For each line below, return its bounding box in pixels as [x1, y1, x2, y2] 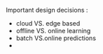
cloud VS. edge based [15, 19, 81, 27]
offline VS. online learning [15, 27, 91, 35]
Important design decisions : [6, 6, 88, 14]
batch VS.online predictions [15, 34, 97, 42]
